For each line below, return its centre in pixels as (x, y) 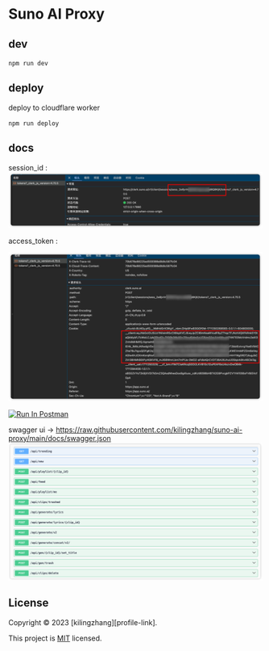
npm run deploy (34, 123)
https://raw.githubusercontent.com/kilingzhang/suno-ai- (149, 430)
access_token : (33, 241)
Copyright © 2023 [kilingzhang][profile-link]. (83, 622)
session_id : (28, 167)
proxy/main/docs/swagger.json (60, 438)
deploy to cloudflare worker (54, 107)
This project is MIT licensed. (55, 638)
